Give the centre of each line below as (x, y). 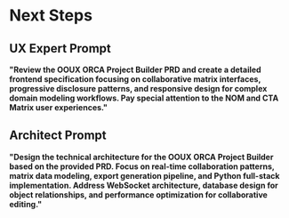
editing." (26, 204)
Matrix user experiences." (59, 107)
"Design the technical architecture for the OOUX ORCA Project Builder (141, 157)
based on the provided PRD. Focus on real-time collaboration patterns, (142, 166)
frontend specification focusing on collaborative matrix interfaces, (135, 79)
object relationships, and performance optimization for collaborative (139, 194)
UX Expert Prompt (60, 48)
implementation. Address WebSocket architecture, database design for (144, 185)
